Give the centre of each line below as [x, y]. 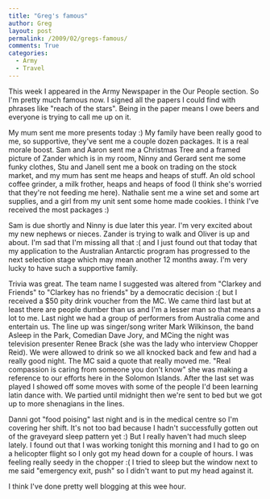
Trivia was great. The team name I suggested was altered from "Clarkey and [135, 284]
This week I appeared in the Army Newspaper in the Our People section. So [134, 91]
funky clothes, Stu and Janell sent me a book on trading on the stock [123, 167]
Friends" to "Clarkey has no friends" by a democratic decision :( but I [123, 292]
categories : [28, 53]
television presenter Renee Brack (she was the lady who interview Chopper [133, 343]
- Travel [30, 69]
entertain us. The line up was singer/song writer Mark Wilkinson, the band [131, 326]
